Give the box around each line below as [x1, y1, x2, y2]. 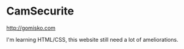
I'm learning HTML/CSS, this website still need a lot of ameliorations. [6, 36, 179, 43]
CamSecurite [6, 4, 74, 18]
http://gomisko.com [6, 24, 56, 31]
